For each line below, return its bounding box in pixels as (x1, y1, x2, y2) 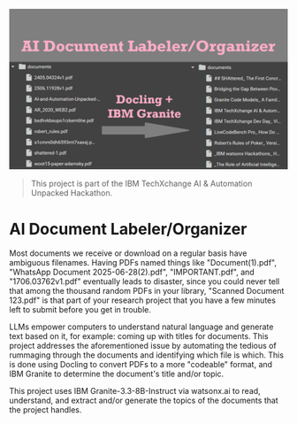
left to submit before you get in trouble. (9, 305, 152, 315)
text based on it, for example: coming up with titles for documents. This (9, 331, 269, 342)
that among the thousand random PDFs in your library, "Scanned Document (9, 286, 285, 297)
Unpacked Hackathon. (30, 188, 113, 198)
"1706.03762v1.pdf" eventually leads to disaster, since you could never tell (9, 276, 280, 287)
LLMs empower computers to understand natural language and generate (9, 321, 274, 332)
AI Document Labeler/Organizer (9, 219, 247, 239)
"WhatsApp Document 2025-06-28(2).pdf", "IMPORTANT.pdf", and (9, 266, 255, 278)
